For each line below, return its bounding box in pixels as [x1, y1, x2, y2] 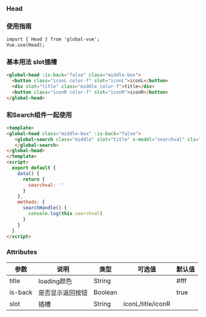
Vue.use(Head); [6, 42, 45, 49]
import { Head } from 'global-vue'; [6, 36, 100, 42]
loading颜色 [38, 276, 72, 285]
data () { [17, 170, 40, 176]
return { [22, 176, 45, 182]
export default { [12, 165, 56, 171]
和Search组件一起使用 [6, 111, 72, 119]
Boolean [93, 288, 118, 296]
